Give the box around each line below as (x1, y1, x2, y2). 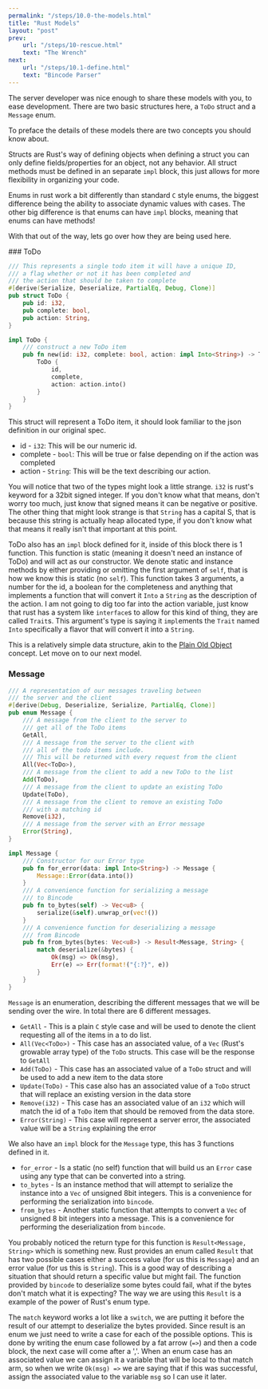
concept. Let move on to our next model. (8, 648, 142, 659)
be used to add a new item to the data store (19, 1072, 164, 1082)
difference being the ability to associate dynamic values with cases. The (8, 199, 246, 208)
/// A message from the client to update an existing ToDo (22, 783, 223, 791)
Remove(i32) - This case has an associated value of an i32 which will (19, 1098, 246, 1107)
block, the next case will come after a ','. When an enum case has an (8, 1346, 233, 1355)
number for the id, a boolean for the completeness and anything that (8, 582, 233, 592)
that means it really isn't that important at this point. (8, 524, 178, 534)
